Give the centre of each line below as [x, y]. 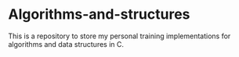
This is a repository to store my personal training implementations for [119, 36]
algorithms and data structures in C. [66, 44]
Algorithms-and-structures [99, 14]
